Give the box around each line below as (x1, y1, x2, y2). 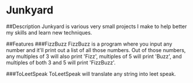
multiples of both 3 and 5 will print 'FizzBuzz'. (6, 59, 116, 66)
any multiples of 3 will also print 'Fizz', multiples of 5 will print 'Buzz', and (6, 53, 182, 60)
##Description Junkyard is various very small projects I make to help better (6, 23, 187, 30)
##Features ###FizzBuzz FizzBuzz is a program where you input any (6, 40, 173, 47)
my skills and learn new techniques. (6, 29, 92, 36)
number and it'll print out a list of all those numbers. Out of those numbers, (6, 46, 186, 53)
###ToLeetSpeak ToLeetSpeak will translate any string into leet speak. (6, 70, 177, 77)
